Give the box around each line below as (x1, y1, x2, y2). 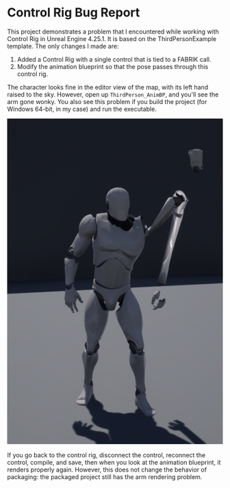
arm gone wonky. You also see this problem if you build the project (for (7, 97, 207, 105)
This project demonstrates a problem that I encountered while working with (7, 27, 219, 36)
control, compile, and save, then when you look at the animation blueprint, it (7, 458, 221, 466)
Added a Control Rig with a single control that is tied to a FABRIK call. (16, 55, 212, 63)
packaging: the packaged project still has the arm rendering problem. (7, 472, 203, 480)
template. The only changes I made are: (7, 42, 119, 50)
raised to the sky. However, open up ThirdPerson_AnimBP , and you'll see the (7, 90, 219, 99)
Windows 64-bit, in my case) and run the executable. (7, 105, 157, 113)
